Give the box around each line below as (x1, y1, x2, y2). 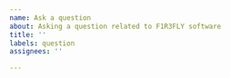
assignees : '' (9, 47, 64, 56)
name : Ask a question (9, 13, 92, 23)
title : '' (9, 30, 47, 39)
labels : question (9, 38, 75, 48)
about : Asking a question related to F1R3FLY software (9, 22, 222, 31)
